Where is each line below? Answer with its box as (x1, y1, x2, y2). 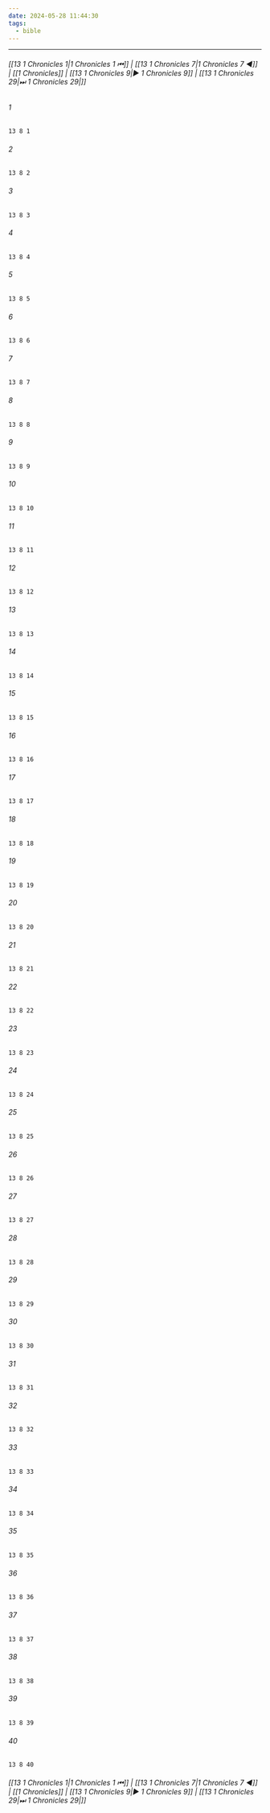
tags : (8, 19, 27, 27)
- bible (15, 27, 42, 35)
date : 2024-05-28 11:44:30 (8, 11, 99, 20)
